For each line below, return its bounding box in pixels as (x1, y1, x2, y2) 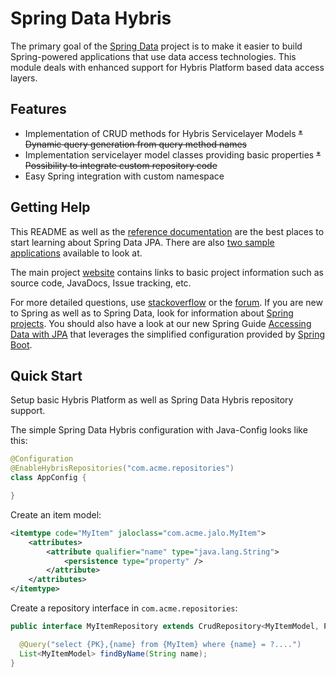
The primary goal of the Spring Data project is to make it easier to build (10, 40, 303, 52)
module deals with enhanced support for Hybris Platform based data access (10, 61, 325, 73)
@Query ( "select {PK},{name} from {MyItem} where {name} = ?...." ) (19, 639, 302, 649)
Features (10, 101, 67, 118)
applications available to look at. (10, 247, 143, 259)
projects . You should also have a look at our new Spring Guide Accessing (10, 317, 312, 329)
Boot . (10, 338, 33, 351)
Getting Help (10, 199, 91, 216)
